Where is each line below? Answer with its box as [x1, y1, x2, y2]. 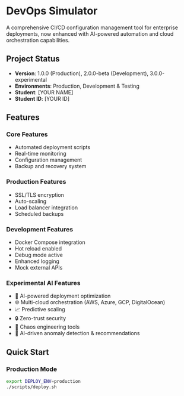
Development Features [6, 225, 73, 233]
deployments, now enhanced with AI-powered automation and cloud [6, 30, 174, 37]
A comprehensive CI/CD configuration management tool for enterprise [6, 24, 178, 31]
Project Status [6, 54, 61, 64]
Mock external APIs [14, 264, 63, 271]
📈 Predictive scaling [14, 306, 65, 313]
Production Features [6, 178, 66, 186]
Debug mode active [14, 252, 64, 259]
